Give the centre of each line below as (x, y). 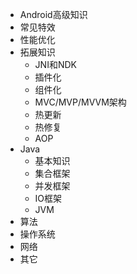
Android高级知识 (53, 14)
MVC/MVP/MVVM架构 (80, 102)
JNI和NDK (55, 64)
